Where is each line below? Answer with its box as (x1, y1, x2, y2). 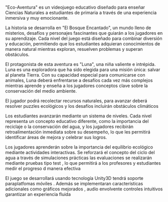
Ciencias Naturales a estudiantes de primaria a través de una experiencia (5, 10, 157, 16)
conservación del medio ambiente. (5, 88, 77, 94)
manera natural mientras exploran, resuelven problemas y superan (5, 46, 143, 52)
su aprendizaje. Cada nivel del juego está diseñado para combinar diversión (5, 35, 162, 41)
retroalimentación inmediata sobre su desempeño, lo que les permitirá (5, 129, 151, 135)
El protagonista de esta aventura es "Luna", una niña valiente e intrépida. (5, 61, 156, 67)
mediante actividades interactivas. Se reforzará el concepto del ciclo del (5, 150, 155, 155)
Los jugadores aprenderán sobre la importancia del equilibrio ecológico (5, 144, 153, 150)
